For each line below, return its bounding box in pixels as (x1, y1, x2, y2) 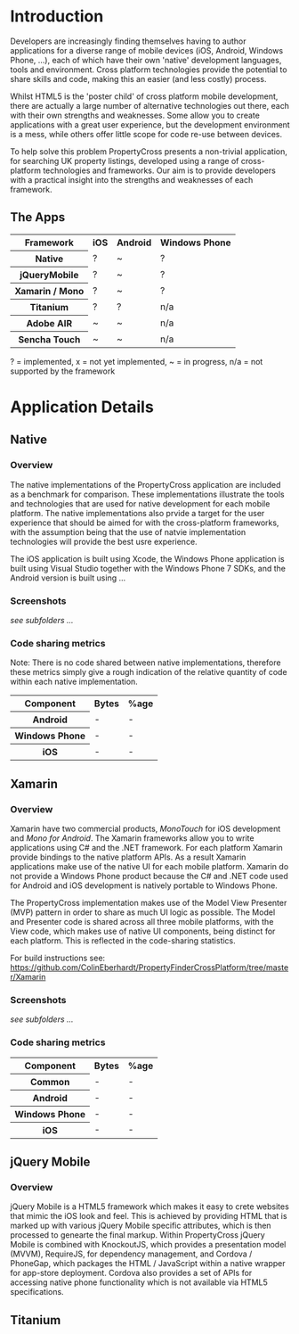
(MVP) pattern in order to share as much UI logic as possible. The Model (10, 907, 276, 918)
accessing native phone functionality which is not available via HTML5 (10, 1277, 268, 1288)
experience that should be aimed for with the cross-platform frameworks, (10, 517, 279, 528)
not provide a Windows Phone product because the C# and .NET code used (10, 870, 288, 881)
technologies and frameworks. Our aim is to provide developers (42, 165, 277, 176)
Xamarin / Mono (14, 284, 85, 297)
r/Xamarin (10, 971, 46, 982)
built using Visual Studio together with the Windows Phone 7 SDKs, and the (10, 563, 286, 573)
